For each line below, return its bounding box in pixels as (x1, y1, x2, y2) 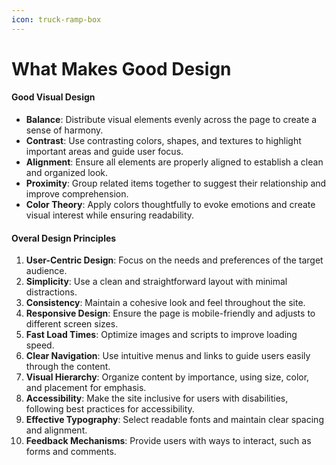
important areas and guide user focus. (25, 146, 184, 158)
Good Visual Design (11, 91, 96, 103)
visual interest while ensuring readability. (25, 209, 195, 221)
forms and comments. (25, 446, 117, 458)
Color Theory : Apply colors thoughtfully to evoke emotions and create (25, 199, 316, 211)
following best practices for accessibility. (25, 403, 195, 415)
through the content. (25, 361, 111, 373)
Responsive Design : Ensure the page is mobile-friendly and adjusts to (25, 307, 316, 320)
